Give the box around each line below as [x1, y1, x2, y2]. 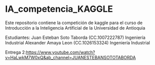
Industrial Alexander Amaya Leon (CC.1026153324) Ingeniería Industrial [5, 39, 151, 45]
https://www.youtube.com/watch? [26, 49, 95, 55]
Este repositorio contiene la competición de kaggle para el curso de [5, 20, 143, 26]
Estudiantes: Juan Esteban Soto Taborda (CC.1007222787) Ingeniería [5, 34, 146, 40]
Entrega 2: [5, 49, 26, 55]
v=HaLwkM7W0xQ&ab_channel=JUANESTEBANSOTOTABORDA [5, 54, 136, 60]
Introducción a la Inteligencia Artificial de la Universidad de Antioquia [5, 25, 146, 31]
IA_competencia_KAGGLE [5, 3, 114, 15]
